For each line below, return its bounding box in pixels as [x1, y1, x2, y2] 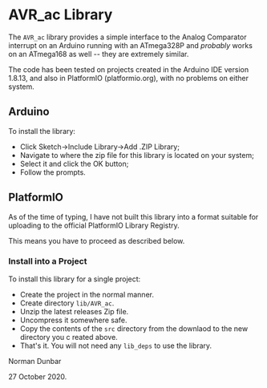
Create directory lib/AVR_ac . [19, 298, 115, 308]
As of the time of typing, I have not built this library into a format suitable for [8, 212, 259, 221]
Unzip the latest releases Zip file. [19, 306, 129, 316]
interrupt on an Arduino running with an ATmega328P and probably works [8, 40, 253, 50]
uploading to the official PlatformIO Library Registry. [8, 220, 180, 230]
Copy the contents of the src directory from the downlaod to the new [19, 323, 249, 333]
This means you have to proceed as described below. [8, 236, 185, 245]
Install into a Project [8, 256, 87, 267]
